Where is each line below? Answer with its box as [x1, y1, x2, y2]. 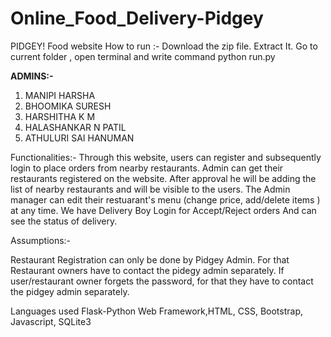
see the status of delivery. [10, 215, 118, 227]
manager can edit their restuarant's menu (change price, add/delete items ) [10, 193, 321, 206]
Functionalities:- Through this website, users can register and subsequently [10, 151, 322, 163]
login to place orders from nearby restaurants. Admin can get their [10, 162, 284, 174]
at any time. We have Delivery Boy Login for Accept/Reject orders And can [10, 204, 317, 216]
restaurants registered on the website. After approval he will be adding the [10, 172, 317, 184]
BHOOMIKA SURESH [24, 100, 112, 112]
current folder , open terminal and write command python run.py [10, 50, 276, 62]
